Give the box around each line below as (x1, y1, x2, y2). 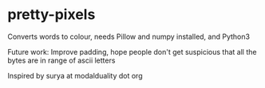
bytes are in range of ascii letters (7, 55, 116, 65)
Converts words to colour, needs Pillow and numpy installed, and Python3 (7, 32, 251, 41)
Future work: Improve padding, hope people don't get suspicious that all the (7, 47, 257, 56)
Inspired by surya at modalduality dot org (7, 71, 143, 80)
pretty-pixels (7, 6, 96, 24)
